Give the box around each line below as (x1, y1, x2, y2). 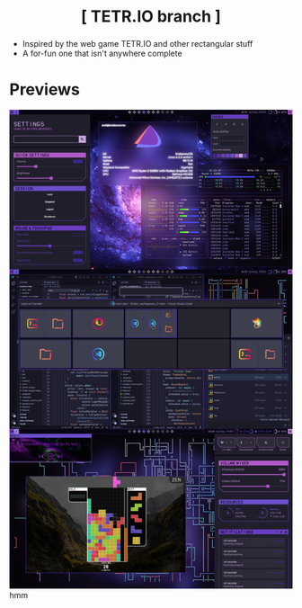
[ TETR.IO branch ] (80, 6, 222, 27)
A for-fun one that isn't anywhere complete (22, 48, 182, 59)
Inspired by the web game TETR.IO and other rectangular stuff (22, 39, 253, 49)
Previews (9, 79, 81, 100)
